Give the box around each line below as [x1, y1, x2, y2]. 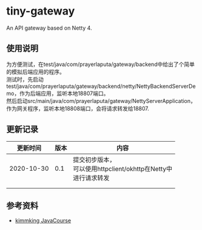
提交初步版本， [72, 156, 116, 164]
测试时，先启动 [6, 76, 44, 83]
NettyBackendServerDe [136, 82, 196, 90]
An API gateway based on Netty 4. [6, 24, 92, 31]
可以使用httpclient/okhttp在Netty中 [72, 165, 173, 173]
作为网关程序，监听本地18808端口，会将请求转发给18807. [6, 105, 150, 112]
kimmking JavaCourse [15, 217, 72, 225]
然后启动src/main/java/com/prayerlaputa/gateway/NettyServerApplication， [6, 97, 196, 104]
